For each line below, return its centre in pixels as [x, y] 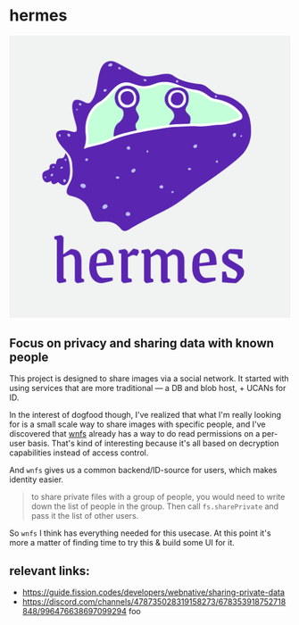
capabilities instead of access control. [79, 453]
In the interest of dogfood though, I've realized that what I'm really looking [145, 415]
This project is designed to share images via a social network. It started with [149, 379]
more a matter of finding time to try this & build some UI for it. [122, 543]
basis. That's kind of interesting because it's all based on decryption [154, 444]
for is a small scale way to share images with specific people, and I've [137, 424]
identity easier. [37, 479]
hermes [38, 16]
